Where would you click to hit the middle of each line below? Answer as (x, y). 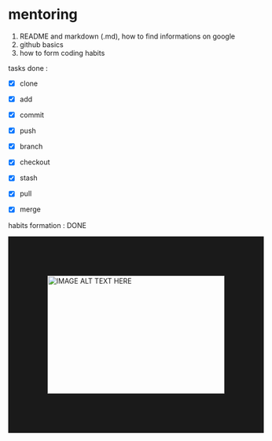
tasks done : (28, 68)
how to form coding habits (62, 53)
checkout (35, 162)
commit (32, 115)
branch (31, 146)
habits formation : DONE (47, 225)
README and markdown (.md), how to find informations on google (127, 36)
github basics (42, 44)
